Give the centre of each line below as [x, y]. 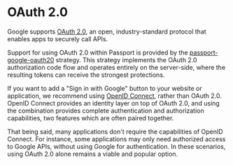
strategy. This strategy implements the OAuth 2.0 [126, 59]
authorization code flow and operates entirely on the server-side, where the [116, 67]
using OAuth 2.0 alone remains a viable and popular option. [93, 154]
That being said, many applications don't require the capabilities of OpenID [115, 131]
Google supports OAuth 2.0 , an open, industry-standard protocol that [107, 31]
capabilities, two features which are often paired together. [91, 118]
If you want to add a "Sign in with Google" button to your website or [105, 88]
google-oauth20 [31, 59]
